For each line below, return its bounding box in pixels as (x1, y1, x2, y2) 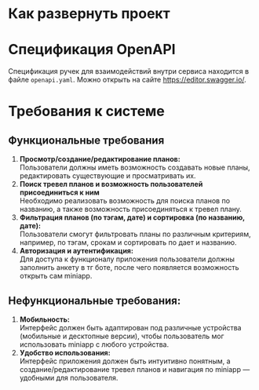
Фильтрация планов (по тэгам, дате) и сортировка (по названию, (19, 213, 246, 222)
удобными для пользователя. (19, 373, 119, 382)
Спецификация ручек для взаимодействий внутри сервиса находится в (8, 67, 250, 76)
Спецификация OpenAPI (8, 41, 176, 59)
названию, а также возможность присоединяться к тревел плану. (19, 205, 242, 214)
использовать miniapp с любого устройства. (19, 339, 170, 349)
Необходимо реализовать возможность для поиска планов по (19, 196, 230, 206)
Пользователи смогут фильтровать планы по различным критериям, (19, 229, 251, 239)
